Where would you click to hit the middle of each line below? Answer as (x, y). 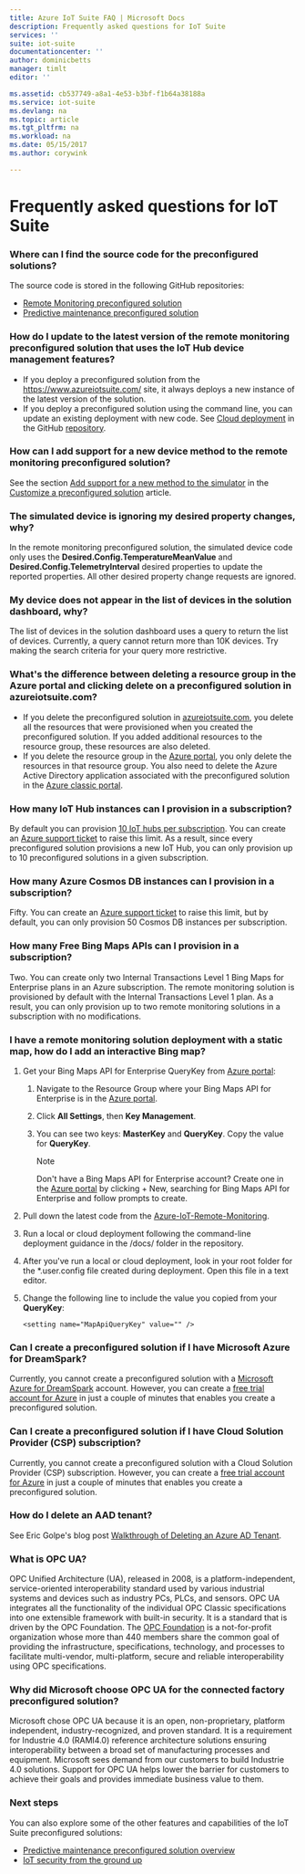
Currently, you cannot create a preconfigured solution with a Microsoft (142, 1378)
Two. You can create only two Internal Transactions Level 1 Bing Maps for (147, 977)
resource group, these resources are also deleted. (117, 746)
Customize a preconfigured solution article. (91, 492)
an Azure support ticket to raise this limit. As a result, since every (131, 838)
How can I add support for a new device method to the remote (149, 451)
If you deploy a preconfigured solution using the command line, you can (158, 408)
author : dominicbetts (51, 60)
